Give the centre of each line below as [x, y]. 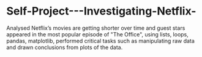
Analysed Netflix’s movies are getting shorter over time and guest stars [96, 28]
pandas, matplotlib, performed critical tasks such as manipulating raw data [100, 41]
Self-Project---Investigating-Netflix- [101, 11]
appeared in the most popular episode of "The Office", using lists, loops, [97, 34]
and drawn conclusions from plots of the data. [65, 47]
